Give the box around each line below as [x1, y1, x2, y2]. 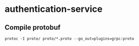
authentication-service [4, 3, 103, 15]
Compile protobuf [4, 23, 61, 32]
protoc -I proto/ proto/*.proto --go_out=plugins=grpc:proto [4, 36, 135, 41]
